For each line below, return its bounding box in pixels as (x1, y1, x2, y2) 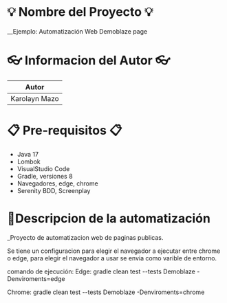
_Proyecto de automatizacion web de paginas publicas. (7, 233, 164, 241)
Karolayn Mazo (10, 93, 60, 103)
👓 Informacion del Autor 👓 (7, 53, 171, 69)
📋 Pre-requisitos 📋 (7, 123, 122, 138)
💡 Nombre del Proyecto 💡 (7, 4, 153, 20)
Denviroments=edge (7, 274, 65, 282)
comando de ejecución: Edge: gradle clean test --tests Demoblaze (7, 267, 196, 276)
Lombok (17, 157, 41, 166)
